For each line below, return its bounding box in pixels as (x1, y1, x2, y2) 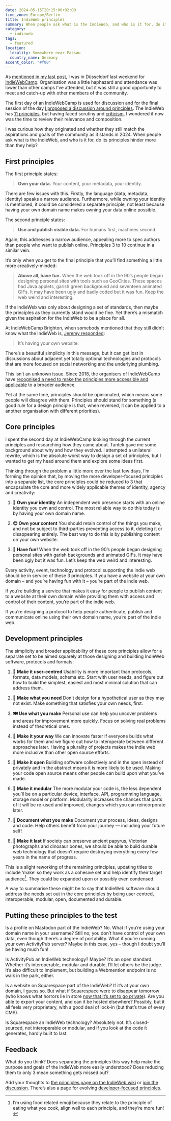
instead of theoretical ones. (12, 723, 70, 729)
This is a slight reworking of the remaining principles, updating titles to (5, 864, 153, 870)
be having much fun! (5, 946, 49, 952)
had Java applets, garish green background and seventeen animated (17, 283, 162, 290)
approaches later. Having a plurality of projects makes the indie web (12, 744, 156, 750)
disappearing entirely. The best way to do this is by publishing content (12, 531, 160, 537)
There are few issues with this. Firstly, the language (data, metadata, (5, 190, 149, 197)
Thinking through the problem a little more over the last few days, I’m (5, 468, 150, 474)
